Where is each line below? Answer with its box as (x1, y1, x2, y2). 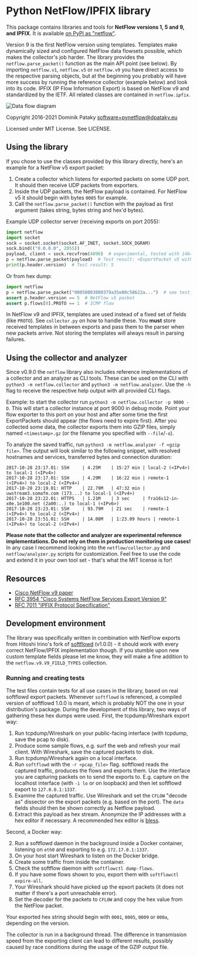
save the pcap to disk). (14, 736, 70, 743)
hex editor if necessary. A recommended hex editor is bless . (14, 817, 160, 824)
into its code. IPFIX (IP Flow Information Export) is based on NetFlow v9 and (6, 85, 189, 92)
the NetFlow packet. (14, 902, 63, 909)
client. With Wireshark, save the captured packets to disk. (14, 748, 154, 755)
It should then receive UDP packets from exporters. (14, 181, 139, 188)
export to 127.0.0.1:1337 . (14, 786, 77, 793)
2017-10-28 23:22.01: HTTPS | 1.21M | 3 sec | (6, 496, 145, 502)
